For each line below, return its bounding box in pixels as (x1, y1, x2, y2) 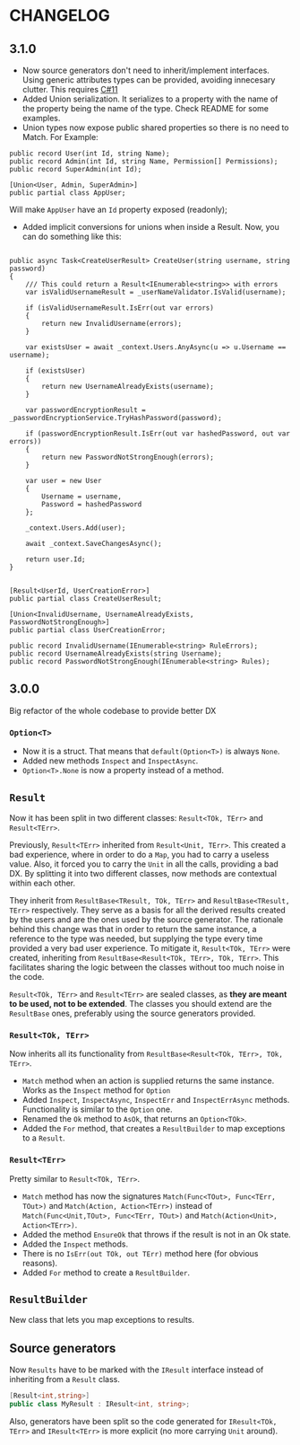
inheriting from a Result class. (9, 1374, 121, 1385)
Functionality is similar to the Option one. (21, 1104, 173, 1115)
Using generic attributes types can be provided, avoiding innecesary (21, 75, 276, 85)
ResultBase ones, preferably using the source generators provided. (9, 1008, 256, 1018)
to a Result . (21, 1132, 65, 1143)
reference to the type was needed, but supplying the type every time (9, 933, 263, 944)
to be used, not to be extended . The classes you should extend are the (9, 998, 272, 1009)
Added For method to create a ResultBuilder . (21, 1267, 191, 1278)
